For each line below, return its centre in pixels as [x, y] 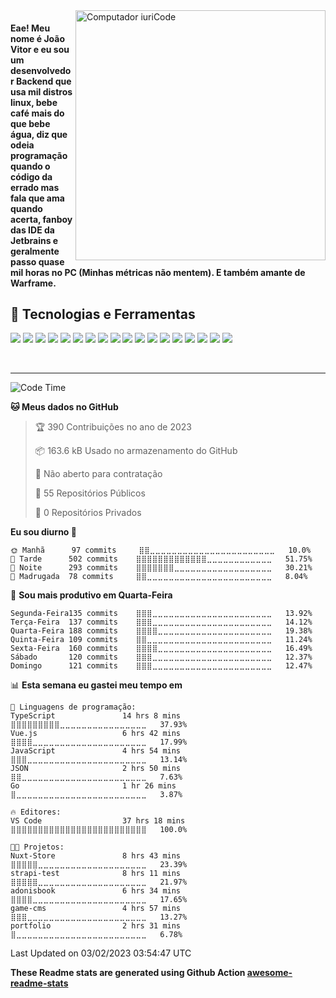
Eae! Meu [30, 28]
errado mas [35, 187]
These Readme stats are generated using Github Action [128, 973]
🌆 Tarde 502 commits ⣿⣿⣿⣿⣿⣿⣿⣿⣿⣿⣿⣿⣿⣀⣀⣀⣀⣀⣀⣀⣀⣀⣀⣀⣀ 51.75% [161, 559]
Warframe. [33, 283]
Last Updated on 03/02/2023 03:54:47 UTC [101, 953]
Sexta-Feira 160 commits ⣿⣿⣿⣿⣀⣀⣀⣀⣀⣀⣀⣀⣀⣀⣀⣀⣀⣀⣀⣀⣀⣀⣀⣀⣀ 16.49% [161, 649]
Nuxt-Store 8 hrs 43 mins [96, 856]
